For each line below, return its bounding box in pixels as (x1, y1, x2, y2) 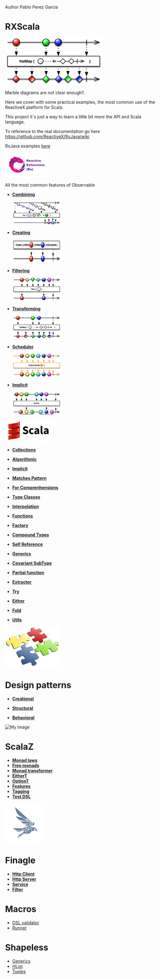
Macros (5, 903, 36, 915)
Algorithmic (12, 456, 37, 462)
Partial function (12, 569, 45, 575)
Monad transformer (12, 767, 53, 773)
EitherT (12, 773, 28, 779)
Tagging (12, 788, 30, 794)
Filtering (12, 268, 30, 274)
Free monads (12, 763, 39, 768)
